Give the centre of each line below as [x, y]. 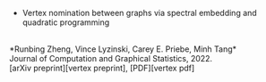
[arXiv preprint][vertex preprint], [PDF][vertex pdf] [102, 68]
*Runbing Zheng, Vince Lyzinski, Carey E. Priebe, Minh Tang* [123, 49]
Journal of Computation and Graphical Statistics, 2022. [111, 58]
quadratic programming [66, 22]
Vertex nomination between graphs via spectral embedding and [139, 13]
